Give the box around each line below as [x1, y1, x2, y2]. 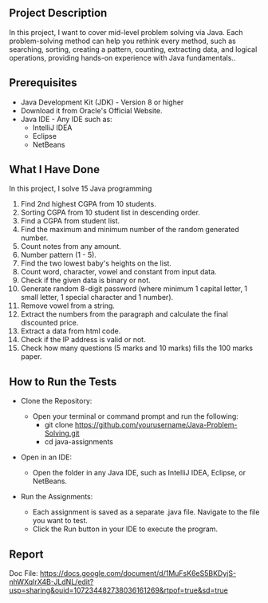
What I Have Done [9, 163, 100, 176]
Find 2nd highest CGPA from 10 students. [20, 199, 156, 209]
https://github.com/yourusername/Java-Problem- [75, 420, 238, 430]
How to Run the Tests [9, 375, 117, 388]
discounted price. [20, 318, 79, 328]
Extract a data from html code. [20, 326, 121, 336]
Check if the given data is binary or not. [20, 275, 151, 286]
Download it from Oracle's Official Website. [20, 105, 163, 115]
